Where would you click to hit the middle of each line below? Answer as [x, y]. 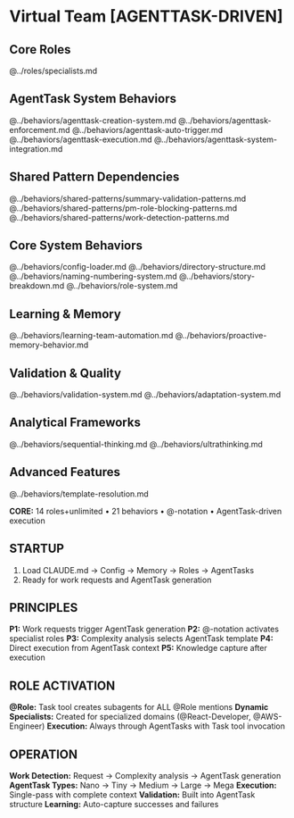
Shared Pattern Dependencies [94, 177]
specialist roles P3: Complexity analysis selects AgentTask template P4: [141, 639]
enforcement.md [40, 129]
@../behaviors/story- [217, 276]
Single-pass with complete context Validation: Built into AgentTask [132, 794]
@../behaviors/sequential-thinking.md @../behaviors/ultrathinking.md [136, 444]
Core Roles [40, 50]
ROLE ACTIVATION [62, 685]
